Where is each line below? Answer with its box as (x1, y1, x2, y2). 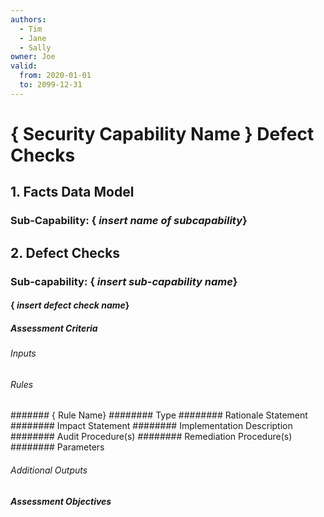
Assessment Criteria (10, 322, 98, 334)
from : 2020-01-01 (19, 71, 92, 81)
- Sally (19, 42, 52, 53)
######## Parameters (10, 441, 105, 453)
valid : (10, 61, 38, 71)
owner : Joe (10, 52, 56, 62)
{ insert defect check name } (10, 299, 130, 311)
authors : (10, 14, 47, 25)
